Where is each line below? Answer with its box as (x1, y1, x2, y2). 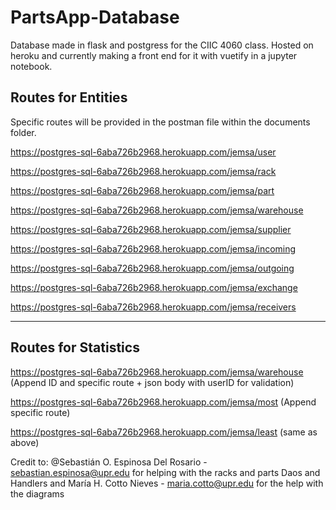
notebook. (10, 60, 53, 72)
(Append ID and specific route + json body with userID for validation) (10, 376, 295, 388)
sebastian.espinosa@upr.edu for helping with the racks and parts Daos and (10, 466, 321, 478)
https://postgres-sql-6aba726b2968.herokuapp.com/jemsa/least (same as (10, 426, 318, 438)
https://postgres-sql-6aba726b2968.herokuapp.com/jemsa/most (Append (10, 396, 317, 408)
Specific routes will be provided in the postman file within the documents (10, 116, 311, 128)
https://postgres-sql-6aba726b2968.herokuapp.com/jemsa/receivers (10, 301, 297, 313)
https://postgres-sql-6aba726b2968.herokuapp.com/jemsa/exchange (10, 281, 298, 293)
